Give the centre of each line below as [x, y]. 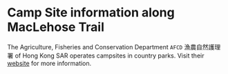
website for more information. [49, 63]
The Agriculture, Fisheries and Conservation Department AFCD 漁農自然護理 [114, 47]
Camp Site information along [91, 13]
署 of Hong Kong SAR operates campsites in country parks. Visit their [106, 56]
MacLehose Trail [56, 27]
